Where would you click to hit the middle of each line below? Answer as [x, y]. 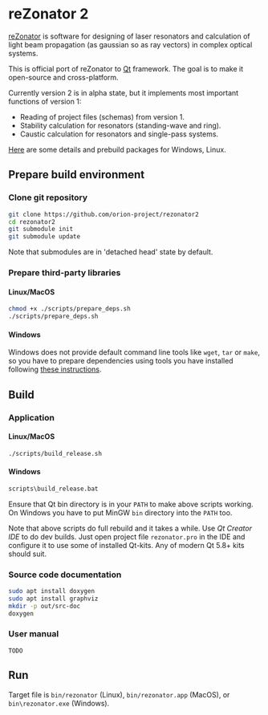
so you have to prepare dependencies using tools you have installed [121, 361]
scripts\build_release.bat [53, 489]
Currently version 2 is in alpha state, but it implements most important [124, 92]
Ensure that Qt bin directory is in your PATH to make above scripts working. [131, 504]
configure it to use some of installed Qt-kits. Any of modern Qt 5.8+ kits [126, 545]
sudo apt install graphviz [53, 599]
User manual [34, 634]
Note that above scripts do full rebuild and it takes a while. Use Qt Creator [130, 528]
